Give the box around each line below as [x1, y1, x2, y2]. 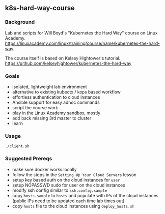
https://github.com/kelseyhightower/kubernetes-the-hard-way [5, 60, 132, 66]
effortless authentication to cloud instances [12, 94, 100, 100]
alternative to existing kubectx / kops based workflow [12, 89, 121, 95]
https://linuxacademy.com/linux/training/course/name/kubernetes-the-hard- [5, 40, 160, 46]
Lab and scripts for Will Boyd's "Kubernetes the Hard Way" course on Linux [5, 30, 158, 36]
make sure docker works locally [12, 166, 77, 172]
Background [5, 19, 35, 26]
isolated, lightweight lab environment [12, 84, 87, 90]
